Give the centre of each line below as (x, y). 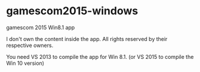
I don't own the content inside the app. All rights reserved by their (87, 39)
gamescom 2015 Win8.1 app (41, 27)
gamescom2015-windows (72, 11)
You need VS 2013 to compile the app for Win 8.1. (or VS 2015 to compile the (100, 57)
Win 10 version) (25, 63)
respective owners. (30, 45)
